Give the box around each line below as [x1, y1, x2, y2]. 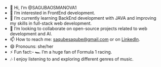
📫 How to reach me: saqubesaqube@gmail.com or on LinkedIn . [9, 36, 140, 42]
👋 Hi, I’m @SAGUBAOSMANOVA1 [9, 5, 77, 10]
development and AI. [9, 31, 52, 36]
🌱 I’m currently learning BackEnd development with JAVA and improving [9, 15, 157, 21]
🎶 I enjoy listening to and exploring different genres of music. [9, 56, 134, 62]
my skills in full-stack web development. [9, 20, 92, 26]
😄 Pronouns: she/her [9, 43, 53, 49]
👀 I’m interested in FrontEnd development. [9, 10, 95, 16]
